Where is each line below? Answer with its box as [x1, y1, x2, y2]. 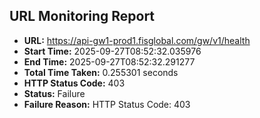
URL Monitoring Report [9, 8, 156, 25]
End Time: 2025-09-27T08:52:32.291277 [23, 55, 196, 68]
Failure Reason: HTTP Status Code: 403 [23, 98, 191, 110]
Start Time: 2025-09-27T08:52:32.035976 [23, 45, 202, 57]
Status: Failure [23, 87, 86, 99]
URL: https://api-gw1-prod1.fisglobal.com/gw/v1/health [23, 34, 251, 46]
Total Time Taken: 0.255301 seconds [23, 66, 179, 78]
